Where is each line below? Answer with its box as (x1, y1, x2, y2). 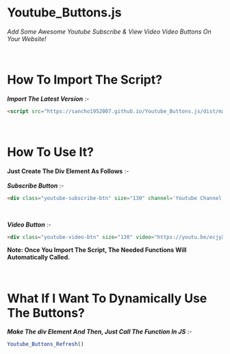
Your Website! (7, 34, 47, 42)
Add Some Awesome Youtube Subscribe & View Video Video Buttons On (7, 27, 212, 36)
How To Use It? (7, 144, 94, 160)
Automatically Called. (7, 253, 71, 262)
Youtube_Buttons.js (7, 5, 122, 21)
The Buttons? (7, 305, 86, 320)
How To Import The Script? (7, 72, 163, 88)
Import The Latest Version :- (7, 94, 90, 103)
